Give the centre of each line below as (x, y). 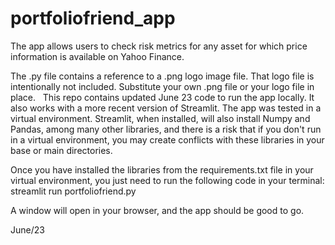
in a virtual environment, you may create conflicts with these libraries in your (167, 139)
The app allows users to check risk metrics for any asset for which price (159, 46)
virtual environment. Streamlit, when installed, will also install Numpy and (160, 118)
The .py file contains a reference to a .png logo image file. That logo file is (162, 76)
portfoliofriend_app (93, 18)
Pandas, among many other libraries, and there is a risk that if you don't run (166, 129)
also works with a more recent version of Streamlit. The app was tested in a (166, 108)
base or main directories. (61, 150)
